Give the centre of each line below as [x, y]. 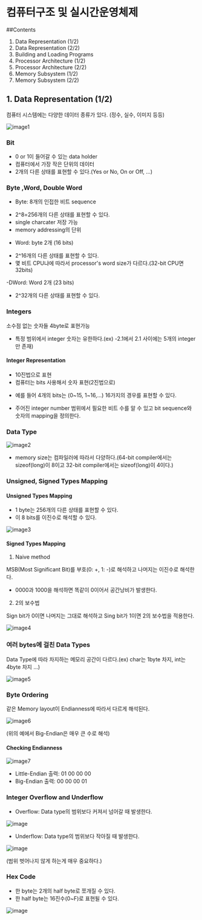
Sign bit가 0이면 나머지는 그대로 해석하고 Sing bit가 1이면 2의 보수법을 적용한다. [100, 616]
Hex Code [21, 877]
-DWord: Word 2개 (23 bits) [40, 282]
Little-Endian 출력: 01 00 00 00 [53, 774]
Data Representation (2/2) [47, 48]
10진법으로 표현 [33, 375]
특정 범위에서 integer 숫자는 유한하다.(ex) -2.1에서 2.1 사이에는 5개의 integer [105, 338]
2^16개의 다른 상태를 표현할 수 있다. [57, 256]
